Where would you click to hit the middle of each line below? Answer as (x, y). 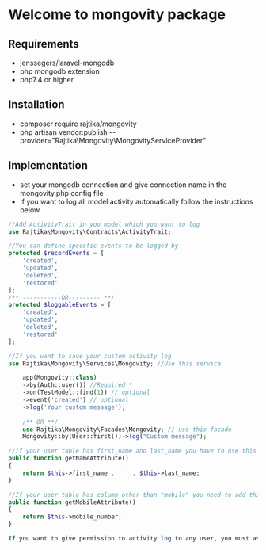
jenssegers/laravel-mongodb (67, 63)
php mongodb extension (60, 71)
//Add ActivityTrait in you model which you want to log (104, 224)
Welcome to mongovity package (117, 15)
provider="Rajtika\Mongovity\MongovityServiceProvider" (113, 140)
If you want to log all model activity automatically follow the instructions (136, 201)
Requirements (44, 44)
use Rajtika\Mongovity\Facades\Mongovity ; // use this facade (127, 430)
